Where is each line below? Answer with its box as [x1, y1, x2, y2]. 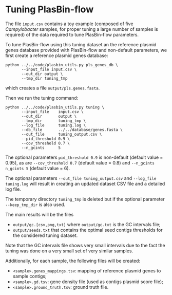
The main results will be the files [5, 211, 74, 217]
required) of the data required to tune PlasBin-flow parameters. [5, 31, 139, 38]
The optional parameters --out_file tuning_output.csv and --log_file [5, 175, 157, 181]
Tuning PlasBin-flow [5, 4, 94, 15]
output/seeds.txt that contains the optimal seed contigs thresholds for [12, 227, 163, 233]
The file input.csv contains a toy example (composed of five [5, 21, 133, 27]
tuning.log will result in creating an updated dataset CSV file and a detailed [5, 180, 165, 187]
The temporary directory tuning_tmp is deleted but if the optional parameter [5, 196, 165, 202]
